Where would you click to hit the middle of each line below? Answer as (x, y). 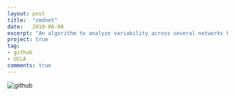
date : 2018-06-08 (36, 26)
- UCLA (17, 59)
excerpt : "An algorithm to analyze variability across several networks (115, 33)
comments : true (29, 65)
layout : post (26, 14)
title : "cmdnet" (33, 20)
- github (20, 53)
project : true (28, 40)
